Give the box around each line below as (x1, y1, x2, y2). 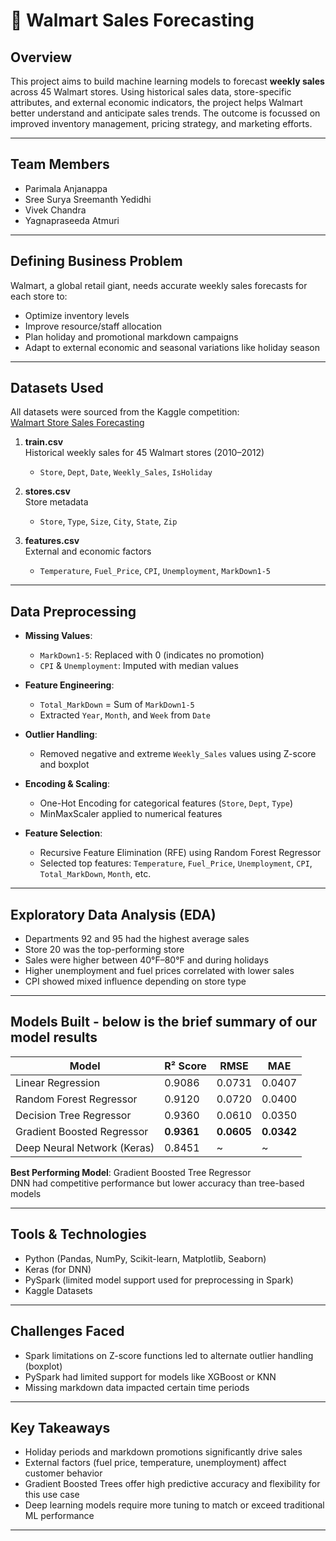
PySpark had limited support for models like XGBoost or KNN (24, 1370, 277, 1383)
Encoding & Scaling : (24, 778, 110, 790)
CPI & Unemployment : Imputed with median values (39, 660, 239, 672)
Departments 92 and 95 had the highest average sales (24, 933, 250, 945)
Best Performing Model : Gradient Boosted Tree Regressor (10, 1166, 252, 1178)
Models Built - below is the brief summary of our (10, 1014, 318, 1031)
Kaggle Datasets (24, 1284, 93, 1296)
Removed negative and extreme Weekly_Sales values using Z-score (39, 748, 317, 760)
